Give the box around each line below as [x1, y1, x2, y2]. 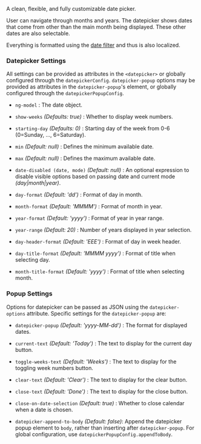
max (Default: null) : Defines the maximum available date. [15, 154, 156, 162]
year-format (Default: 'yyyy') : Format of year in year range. [15, 214, 164, 222]
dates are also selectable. [6, 30, 71, 37]
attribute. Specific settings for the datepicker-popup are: [27, 310, 166, 317]
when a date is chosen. [15, 406, 73, 413]
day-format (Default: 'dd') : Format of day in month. [15, 191, 143, 199]
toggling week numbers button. [15, 364, 94, 371]
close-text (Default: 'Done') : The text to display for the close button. [15, 388, 188, 395]
